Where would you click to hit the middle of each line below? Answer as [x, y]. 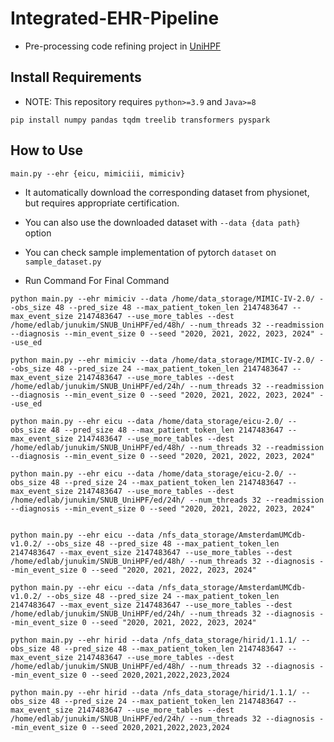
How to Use [47, 150]
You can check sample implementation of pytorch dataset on [150, 252]
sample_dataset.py [63, 262]
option [38, 233]
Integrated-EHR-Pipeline [115, 18]
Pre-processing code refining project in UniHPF [123, 46]
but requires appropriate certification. [102, 203]
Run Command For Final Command [97, 280]
